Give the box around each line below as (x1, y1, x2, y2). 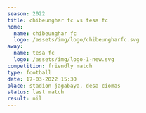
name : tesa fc (13, 50, 55, 57)
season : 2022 (7, 10, 46, 18)
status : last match (7, 88, 65, 95)
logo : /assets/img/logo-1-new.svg (13, 56, 114, 63)
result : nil (7, 95, 42, 102)
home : (7, 23, 23, 30)
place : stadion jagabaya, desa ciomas (7, 82, 121, 89)
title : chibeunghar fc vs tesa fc (7, 17, 109, 24)
